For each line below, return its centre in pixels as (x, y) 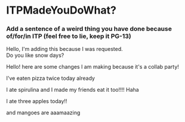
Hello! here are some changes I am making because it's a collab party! (92, 67)
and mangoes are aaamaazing (43, 113)
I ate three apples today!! (37, 101)
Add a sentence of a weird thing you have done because (89, 29)
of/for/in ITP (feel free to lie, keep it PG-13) (69, 36)
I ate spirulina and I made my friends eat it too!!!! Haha (73, 90)
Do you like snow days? (35, 55)
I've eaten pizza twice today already (51, 78)
